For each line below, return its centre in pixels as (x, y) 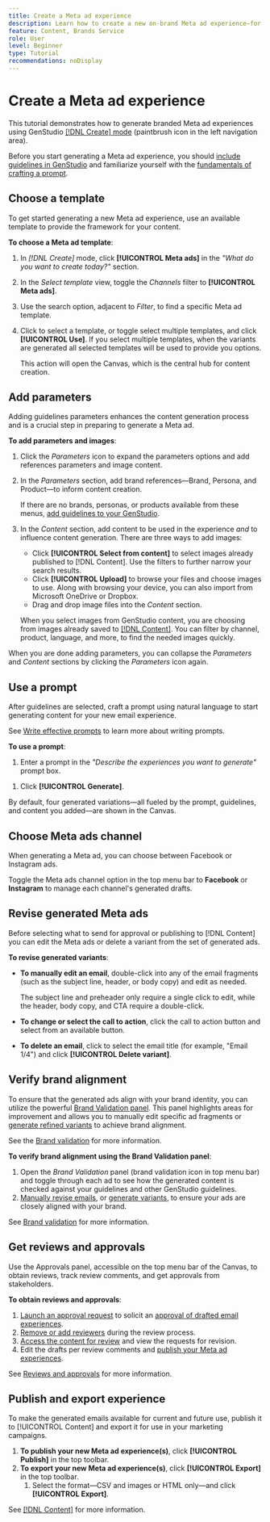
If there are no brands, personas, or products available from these (129, 505)
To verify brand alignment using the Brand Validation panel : (110, 1156)
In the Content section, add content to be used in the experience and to (139, 529)
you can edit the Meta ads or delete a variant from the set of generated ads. (134, 941)
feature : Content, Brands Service (66, 31)
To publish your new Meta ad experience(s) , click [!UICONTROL (129, 1451)
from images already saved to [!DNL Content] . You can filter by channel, (139, 629)
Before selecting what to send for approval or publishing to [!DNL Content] (132, 933)
